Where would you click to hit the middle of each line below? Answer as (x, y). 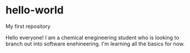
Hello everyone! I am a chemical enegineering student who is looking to (92, 37)
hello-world (35, 10)
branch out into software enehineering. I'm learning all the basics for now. (95, 44)
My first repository (28, 26)
